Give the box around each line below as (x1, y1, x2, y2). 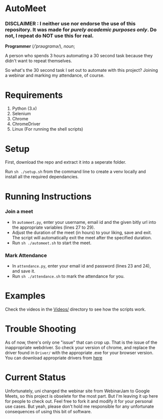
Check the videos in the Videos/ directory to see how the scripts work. (5, 306, 146, 312)
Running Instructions (5, 191, 92, 202)
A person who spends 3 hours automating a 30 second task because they (5, 53, 153, 59)
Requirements (5, 89, 63, 101)
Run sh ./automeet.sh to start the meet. (12, 240, 92, 246)
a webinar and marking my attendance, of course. (5, 72, 105, 78)
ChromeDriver (12, 121, 41, 127)
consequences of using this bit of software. (5, 408, 92, 414)
